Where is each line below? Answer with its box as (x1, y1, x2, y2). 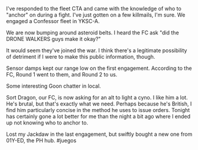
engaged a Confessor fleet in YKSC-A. (6, 18, 100, 24)
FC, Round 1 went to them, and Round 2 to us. (6, 71, 118, 78)
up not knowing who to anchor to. (6, 119, 89, 126)
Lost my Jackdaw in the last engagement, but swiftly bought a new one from (6, 130, 193, 138)
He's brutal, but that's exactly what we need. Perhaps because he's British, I (6, 100, 192, 107)
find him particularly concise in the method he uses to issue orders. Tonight (6, 107, 190, 113)
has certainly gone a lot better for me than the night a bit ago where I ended (6, 113, 191, 120)
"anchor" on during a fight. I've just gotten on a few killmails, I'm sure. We (6, 11, 186, 18)
